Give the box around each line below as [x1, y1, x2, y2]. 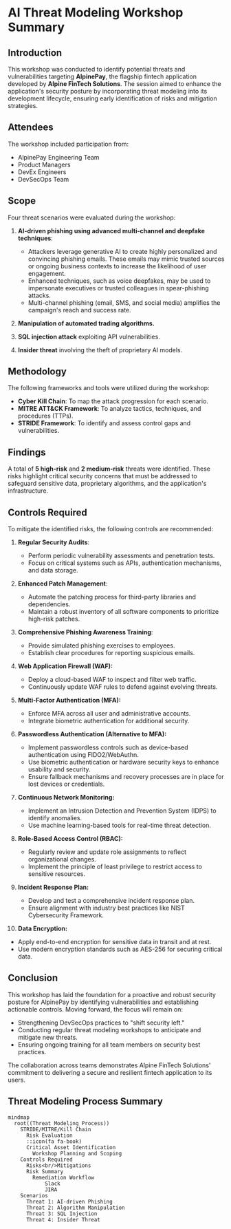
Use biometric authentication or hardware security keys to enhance [27, 758, 219, 767]
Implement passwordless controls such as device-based [27, 743, 188, 751]
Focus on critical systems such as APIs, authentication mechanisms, [27, 559, 222, 567]
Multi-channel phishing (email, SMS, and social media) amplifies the [27, 298, 221, 307]
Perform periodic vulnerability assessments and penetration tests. [27, 552, 215, 560]
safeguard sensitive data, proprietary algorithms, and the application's [8, 480, 207, 488]
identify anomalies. [27, 814, 82, 822]
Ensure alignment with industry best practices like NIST [27, 904, 185, 912]
